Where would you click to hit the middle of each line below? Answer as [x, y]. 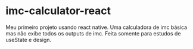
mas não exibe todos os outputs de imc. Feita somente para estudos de [93, 33]
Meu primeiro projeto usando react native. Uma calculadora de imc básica [96, 27]
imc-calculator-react [58, 11]
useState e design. [29, 40]
